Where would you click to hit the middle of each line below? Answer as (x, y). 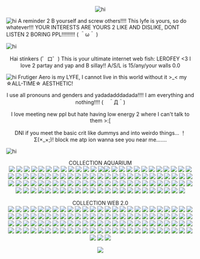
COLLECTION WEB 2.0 (100, 203)
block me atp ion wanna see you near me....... (111, 140)
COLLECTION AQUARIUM (100, 163)
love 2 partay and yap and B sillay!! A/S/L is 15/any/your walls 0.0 (100, 65)
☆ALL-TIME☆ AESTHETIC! (40, 83)
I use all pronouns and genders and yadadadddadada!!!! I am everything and (100, 95)
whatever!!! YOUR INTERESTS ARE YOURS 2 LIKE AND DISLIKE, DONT (93, 27)
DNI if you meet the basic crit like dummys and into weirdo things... (97, 133)
